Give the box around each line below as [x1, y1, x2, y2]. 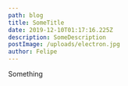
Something [8, 70, 43, 78]
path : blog [8, 11, 44, 20]
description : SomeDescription [8, 33, 107, 41]
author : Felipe [8, 48, 58, 56]
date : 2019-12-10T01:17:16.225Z [8, 26, 113, 34]
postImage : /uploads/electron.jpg [8, 41, 121, 48]
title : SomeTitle [8, 19, 65, 27]
